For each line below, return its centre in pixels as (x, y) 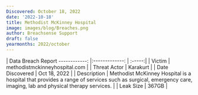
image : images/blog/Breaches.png (47, 28)
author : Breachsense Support (42, 33)
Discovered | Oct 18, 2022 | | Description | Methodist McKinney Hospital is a (99, 73)
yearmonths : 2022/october (38, 45)
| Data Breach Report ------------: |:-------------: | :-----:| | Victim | (88, 61)
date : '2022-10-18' (30, 17)
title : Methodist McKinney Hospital (51, 22)
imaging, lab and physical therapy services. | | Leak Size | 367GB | (87, 86)
